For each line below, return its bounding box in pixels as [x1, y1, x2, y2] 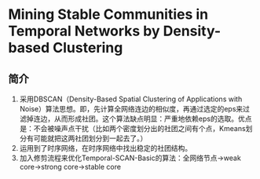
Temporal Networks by [8, 22, 160, 40]
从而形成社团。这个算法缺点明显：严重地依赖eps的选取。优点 [53, 114, 252, 123]
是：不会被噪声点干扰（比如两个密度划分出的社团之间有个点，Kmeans [19, 124, 246, 133]
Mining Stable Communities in [8, 5, 209, 24]
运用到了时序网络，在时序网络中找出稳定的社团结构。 [19, 144, 192, 152]
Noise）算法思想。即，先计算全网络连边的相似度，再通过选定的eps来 [19, 104, 244, 113]
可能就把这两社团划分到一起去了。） [33, 133, 148, 143]
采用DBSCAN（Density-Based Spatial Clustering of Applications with [19, 94, 243, 104]
